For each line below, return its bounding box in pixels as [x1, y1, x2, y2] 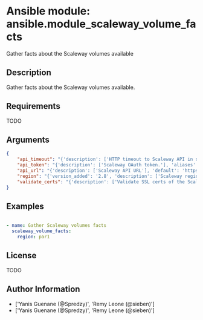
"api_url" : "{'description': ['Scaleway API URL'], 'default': [17, 168, 180, 174]
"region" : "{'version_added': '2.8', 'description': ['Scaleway [17, 173, 182, 179]
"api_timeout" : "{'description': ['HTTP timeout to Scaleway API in [17, 156, 193, 163]
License [6, 250, 37, 261]
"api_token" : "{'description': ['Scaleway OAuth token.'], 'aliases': [17, 162, 199, 168]
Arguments [6, 134, 50, 145]
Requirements [6, 101, 60, 111]
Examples [6, 201, 44, 211]
